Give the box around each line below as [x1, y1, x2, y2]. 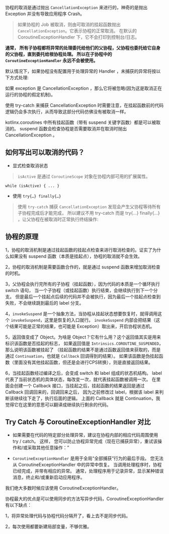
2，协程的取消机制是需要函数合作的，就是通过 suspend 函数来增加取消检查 [5, 264, 161, 270]
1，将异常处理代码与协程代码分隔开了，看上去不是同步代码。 [5, 513, 131, 519]
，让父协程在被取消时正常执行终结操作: [17, 216, 99, 222]
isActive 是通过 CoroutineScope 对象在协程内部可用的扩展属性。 [17, 173, 151, 179]
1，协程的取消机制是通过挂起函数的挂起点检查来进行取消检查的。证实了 [5, 247, 152, 253]
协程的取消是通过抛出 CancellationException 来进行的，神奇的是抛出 [5, 5, 148, 10]
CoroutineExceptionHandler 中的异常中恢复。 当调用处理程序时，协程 [18, 462, 162, 468]
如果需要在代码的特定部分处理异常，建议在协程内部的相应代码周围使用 [12, 432, 158, 438]
